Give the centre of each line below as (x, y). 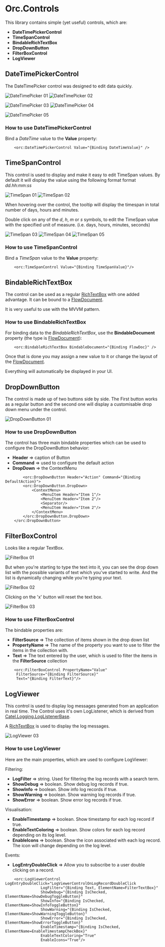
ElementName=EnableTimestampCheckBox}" (46, 931)
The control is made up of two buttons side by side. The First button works (81, 399)
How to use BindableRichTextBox (46, 322)
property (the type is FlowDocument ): (44, 338)
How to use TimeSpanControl (41, 247)
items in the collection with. (40, 651)
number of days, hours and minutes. (42, 210)
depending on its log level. (39, 835)
